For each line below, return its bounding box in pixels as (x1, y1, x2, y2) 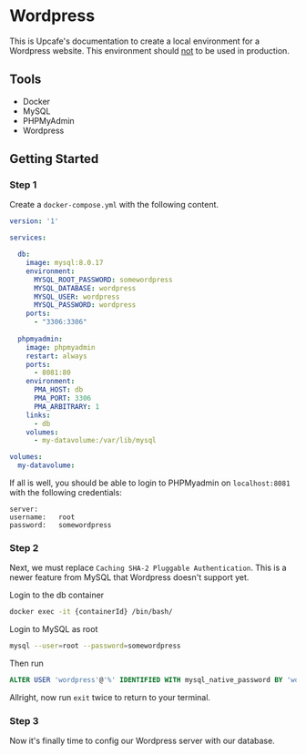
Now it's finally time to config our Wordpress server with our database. (9, 735, 275, 747)
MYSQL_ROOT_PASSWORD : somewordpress (33, 275, 173, 284)
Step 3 (9, 714, 39, 727)
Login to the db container (9, 589, 105, 601)
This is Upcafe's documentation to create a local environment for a (9, 36, 260, 46)
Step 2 (9, 541, 39, 554)
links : (25, 411, 51, 420)
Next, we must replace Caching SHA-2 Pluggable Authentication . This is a (9, 562, 287, 574)
